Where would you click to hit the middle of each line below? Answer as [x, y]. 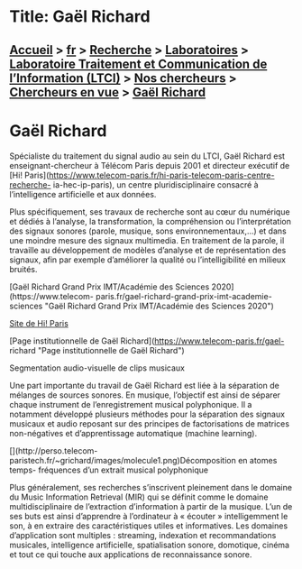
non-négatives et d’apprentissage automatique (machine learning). [133, 433]
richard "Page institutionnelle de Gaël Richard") [97, 350]
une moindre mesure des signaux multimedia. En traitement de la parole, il [147, 240]
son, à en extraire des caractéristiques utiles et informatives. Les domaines [149, 526]
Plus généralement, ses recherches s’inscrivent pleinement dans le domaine [151, 487]
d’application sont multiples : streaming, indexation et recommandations [143, 535]
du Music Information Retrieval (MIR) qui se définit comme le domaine [139, 497]
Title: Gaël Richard [80, 17]
